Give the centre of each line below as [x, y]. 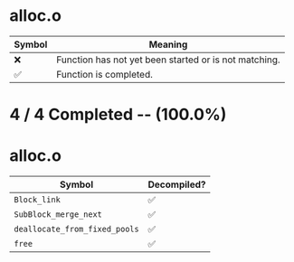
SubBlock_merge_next [58, 215]
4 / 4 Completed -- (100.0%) [118, 115]
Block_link [37, 200]
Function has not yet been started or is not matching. [168, 60]
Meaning [168, 44]
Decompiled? [177, 184]
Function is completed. [104, 74]
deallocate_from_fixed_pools [76, 229]
